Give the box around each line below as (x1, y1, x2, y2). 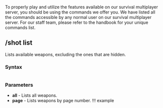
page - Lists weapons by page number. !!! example (12, 98, 114, 104)
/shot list (5, 39, 33, 47)
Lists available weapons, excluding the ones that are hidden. (5, 51, 126, 57)
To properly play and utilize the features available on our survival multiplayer (5, 4, 158, 10)
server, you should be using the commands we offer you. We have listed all (5, 9, 156, 15)
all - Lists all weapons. (12, 93, 57, 98)
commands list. (5, 25, 36, 31)
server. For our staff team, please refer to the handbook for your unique (5, 19, 148, 25)
